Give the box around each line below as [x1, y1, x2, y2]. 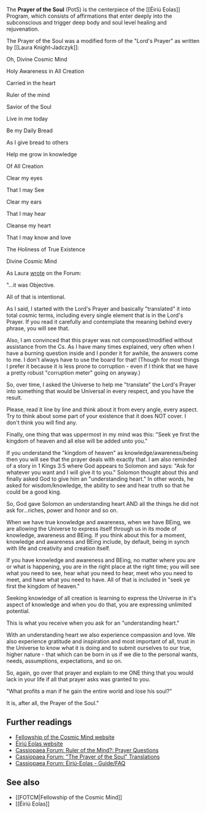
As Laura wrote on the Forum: [6, 270, 82, 277]
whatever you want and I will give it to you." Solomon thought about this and [6, 469, 198, 476]
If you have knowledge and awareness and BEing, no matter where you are [6, 557, 196, 563]
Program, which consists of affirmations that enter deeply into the [6, 12, 173, 20]
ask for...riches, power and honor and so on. [6, 506, 118, 514]
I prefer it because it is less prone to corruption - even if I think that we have [6, 362, 198, 370]
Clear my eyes [6, 175, 43, 181]
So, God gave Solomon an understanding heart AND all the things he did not [6, 500, 199, 507]
